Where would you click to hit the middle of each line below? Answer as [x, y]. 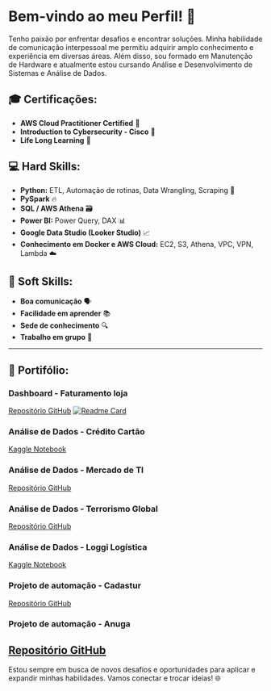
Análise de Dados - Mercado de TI [76, 470]
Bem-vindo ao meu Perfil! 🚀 [102, 17]
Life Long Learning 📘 [55, 140]
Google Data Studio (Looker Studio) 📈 [85, 232]
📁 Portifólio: [39, 370]
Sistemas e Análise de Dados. [58, 73]
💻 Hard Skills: [44, 167]
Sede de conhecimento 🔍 [64, 325]
